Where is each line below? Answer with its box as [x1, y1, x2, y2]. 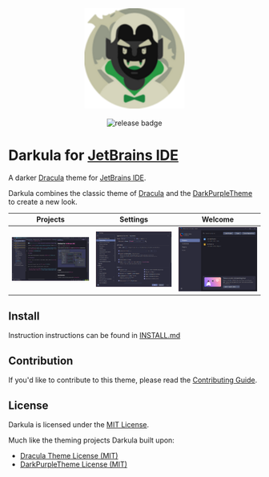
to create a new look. [8, 197, 78, 206]
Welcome [201, 214, 235, 224]
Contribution [8, 353, 74, 368]
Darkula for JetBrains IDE [8, 146, 179, 165]
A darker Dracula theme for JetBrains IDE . [8, 173, 147, 182]
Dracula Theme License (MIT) [19, 451, 118, 461]
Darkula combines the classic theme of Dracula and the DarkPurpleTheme [8, 188, 253, 198]
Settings [119, 214, 149, 224]
